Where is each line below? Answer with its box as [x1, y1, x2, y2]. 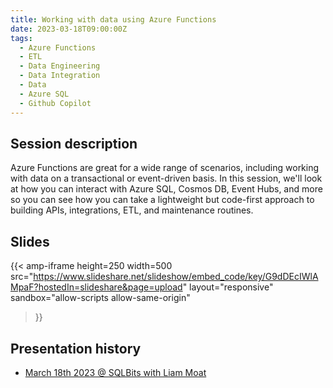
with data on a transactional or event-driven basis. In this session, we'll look [10, 172, 323, 185]
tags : [10, 33, 33, 43]
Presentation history [10, 340, 142, 357]
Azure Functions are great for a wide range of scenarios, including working [10, 162, 320, 174]
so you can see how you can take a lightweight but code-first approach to [10, 194, 315, 206]
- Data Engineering [19, 61, 101, 71]
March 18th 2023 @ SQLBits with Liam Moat [24, 366, 207, 378]
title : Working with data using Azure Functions [10, 14, 217, 25]
